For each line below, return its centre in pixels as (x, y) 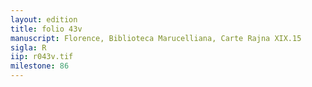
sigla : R (28, 47)
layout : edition (44, 19)
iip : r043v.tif (42, 57)
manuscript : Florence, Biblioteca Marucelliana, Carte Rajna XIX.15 (156, 38)
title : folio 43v (46, 29)
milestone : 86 (40, 66)
